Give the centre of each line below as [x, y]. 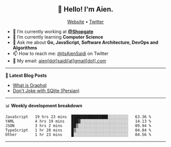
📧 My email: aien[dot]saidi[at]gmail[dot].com [59, 61]
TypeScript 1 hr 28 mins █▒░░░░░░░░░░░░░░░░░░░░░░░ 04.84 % [78, 130]
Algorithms [25, 48]
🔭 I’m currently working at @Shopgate [53, 32]
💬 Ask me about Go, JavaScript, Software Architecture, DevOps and [85, 42]
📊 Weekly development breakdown [44, 105]
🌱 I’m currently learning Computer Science [58, 37]
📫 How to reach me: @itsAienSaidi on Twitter [60, 53]
